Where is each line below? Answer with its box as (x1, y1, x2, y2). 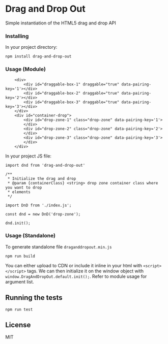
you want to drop (5, 185, 42, 190)
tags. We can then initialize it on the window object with (27, 268, 144, 274)
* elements (7, 189, 31, 195)
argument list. (5, 278, 34, 285)
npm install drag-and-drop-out (5, 54, 72, 59)
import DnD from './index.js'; (5, 203, 72, 208)
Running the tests (5, 293, 63, 302)
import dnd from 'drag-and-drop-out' (5, 163, 86, 168)
